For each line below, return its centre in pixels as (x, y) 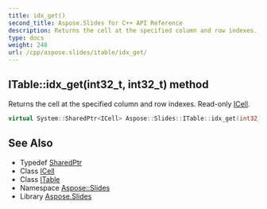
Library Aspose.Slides (56, 196)
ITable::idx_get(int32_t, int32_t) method (108, 85)
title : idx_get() (37, 15)
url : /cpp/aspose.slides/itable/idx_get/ (78, 52)
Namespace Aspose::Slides (65, 188)
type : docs (26, 38)
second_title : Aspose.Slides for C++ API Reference (95, 23)
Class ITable (40, 179)
